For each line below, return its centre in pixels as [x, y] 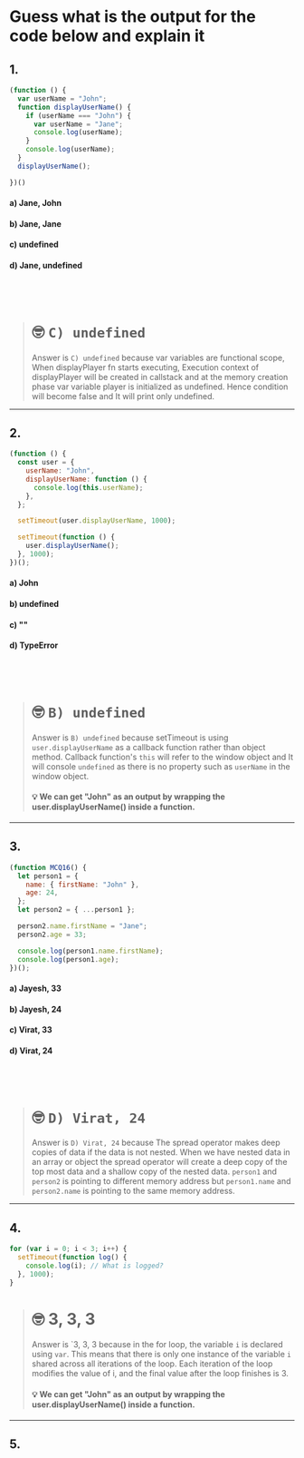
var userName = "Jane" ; [78, 124]
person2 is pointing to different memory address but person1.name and [161, 1181]
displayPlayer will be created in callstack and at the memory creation [160, 377]
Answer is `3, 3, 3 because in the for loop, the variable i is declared [157, 1345]
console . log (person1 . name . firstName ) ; [91, 951]
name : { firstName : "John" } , [83, 885]
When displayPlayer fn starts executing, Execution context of [145, 367]
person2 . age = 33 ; [52, 934]
